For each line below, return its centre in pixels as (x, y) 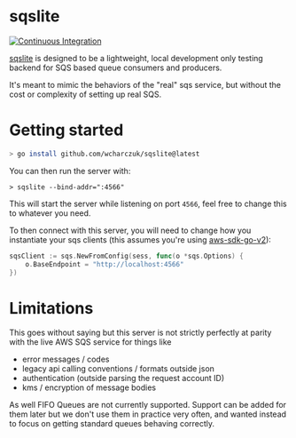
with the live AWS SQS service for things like (90, 342)
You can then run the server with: (70, 171)
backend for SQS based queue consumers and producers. (116, 68)
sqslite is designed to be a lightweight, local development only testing (136, 58)
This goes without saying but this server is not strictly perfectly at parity (140, 333)
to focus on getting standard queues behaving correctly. (112, 424)
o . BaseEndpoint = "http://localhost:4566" (105, 264)
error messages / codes (66, 359)
